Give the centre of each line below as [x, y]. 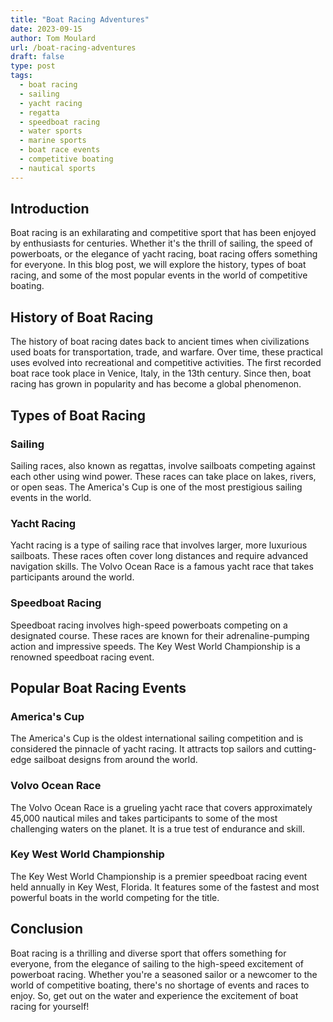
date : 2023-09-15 [46, 29]
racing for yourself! [50, 1006]
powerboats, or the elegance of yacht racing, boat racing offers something [164, 254]
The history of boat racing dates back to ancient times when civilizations [160, 342]
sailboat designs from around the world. [115, 760]
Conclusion [47, 929]
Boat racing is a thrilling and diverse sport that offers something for [148, 953]
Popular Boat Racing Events [98, 687]
